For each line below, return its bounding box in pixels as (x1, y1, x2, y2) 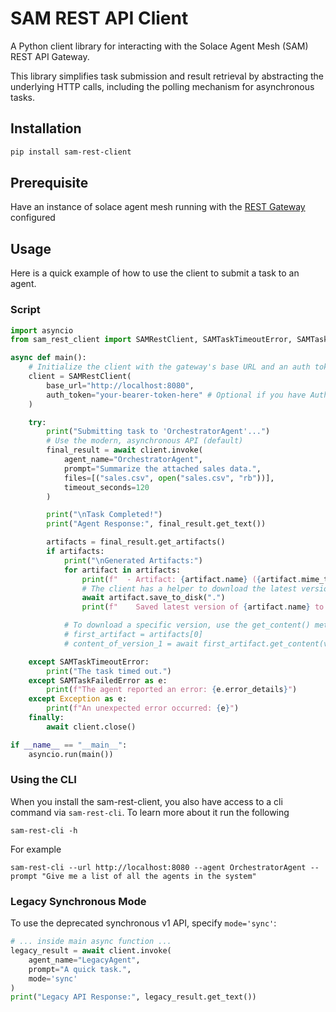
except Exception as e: (28, 694, 128, 704)
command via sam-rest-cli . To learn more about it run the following (10, 806, 290, 818)
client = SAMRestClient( (28, 372, 132, 382)
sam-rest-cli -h (10, 825, 78, 836)
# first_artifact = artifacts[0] (63, 630, 203, 640)
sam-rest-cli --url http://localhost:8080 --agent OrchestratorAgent (10, 862, 307, 872)
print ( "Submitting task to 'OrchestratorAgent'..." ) (46, 427, 271, 437)
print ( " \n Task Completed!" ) (46, 510, 163, 520)
